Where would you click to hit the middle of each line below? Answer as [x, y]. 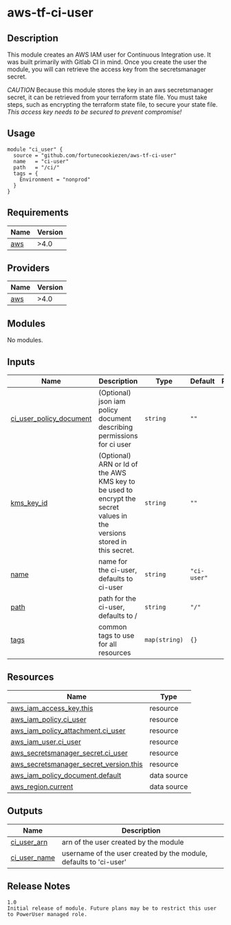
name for [113, 561]
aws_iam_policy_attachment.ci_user [68, 730]
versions [112, 533]
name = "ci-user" [41, 161]
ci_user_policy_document [51, 419]
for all [108, 644]
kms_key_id [29, 503]
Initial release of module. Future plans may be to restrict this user [112, 908]
